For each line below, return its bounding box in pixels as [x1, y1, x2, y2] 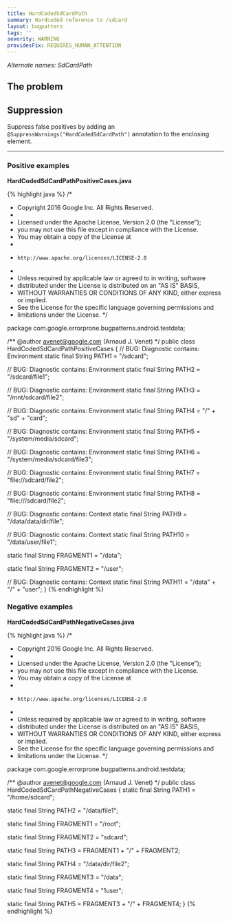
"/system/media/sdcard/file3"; [7, 455, 93, 463]
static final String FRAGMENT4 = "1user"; [7, 886, 124, 894]
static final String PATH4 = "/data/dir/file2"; [7, 859, 129, 868]
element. [7, 137, 32, 145]
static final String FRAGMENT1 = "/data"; [7, 551, 122, 559]
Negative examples [7, 602, 74, 611]
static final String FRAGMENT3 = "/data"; [7, 872, 124, 881]
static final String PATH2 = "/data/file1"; [7, 806, 119, 815]
